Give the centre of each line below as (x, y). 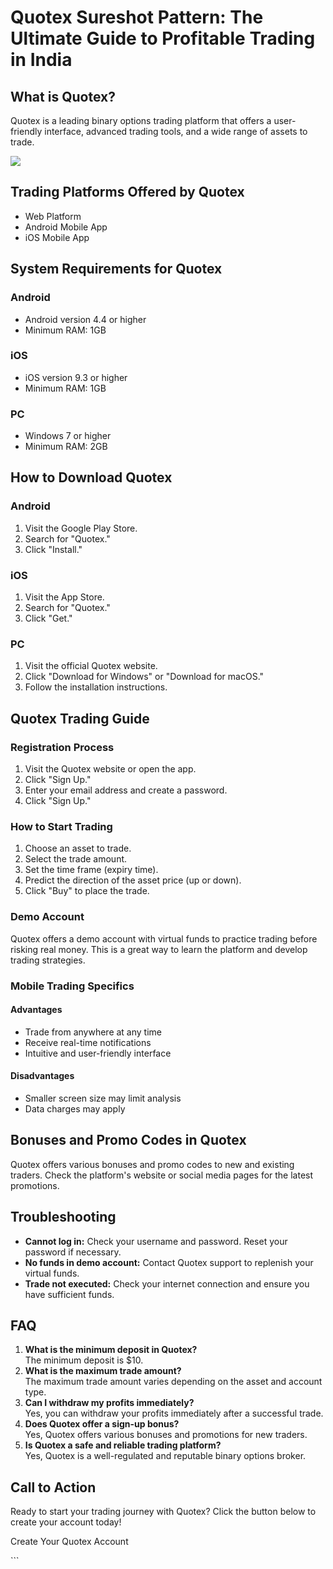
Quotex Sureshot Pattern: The (137, 17)
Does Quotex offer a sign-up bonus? (102, 1424)
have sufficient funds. (69, 1294)
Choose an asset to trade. (78, 848)
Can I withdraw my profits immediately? (109, 1403)
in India (41, 60)
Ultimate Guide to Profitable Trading (163, 38)
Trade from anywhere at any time (93, 1032)
